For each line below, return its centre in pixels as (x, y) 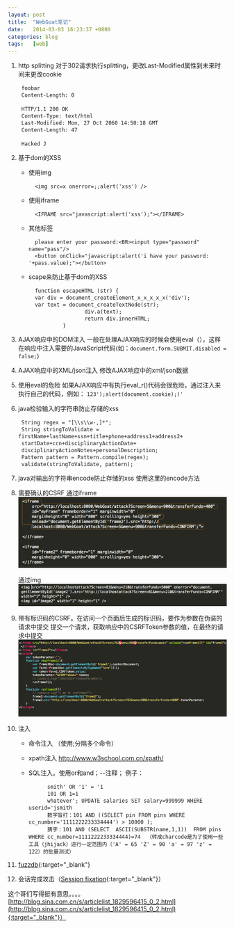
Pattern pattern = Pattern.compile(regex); (85, 458)
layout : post (27, 15)
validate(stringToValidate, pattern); (77, 465)
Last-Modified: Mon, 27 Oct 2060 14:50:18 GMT (90, 123)
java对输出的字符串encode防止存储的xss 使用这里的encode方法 (109, 478)
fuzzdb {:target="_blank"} (54, 864)
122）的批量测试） (51, 851)
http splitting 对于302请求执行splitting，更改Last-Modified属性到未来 (116, 65)
